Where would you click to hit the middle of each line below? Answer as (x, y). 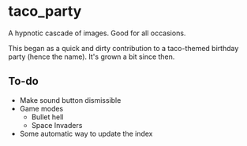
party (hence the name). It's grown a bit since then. (92, 57)
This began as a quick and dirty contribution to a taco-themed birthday (123, 48)
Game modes (41, 108)
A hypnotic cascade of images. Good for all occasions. (97, 33)
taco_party (45, 11)
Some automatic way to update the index (86, 133)
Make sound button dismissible (70, 100)
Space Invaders (57, 125)
